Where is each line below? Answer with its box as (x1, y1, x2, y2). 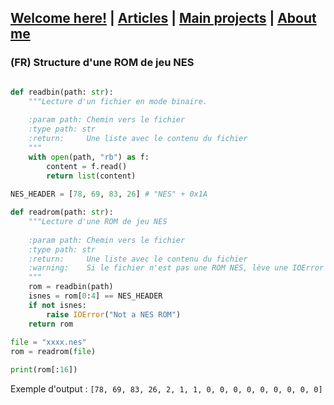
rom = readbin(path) (28, 282, 114, 292)
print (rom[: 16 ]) (10, 365, 78, 375)
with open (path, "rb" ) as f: (28, 152, 150, 162)
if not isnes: (28, 300, 87, 310)
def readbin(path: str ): (10, 87, 114, 97)
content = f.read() (46, 161, 128, 171)
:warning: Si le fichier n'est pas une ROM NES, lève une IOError (28, 263, 325, 273)
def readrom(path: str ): (10, 207, 114, 218)
